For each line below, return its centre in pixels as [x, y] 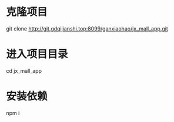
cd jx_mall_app [24, 70]
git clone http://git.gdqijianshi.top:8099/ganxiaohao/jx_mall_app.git [87, 28]
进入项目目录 [37, 54]
